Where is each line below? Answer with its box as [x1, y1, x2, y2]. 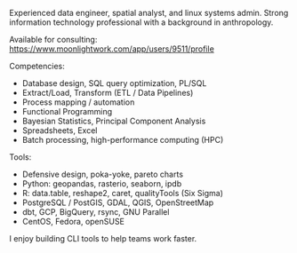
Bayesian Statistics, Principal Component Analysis [21, 115, 206, 126]
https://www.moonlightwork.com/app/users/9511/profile [9, 43, 215, 54]
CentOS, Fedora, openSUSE [21, 217, 124, 226]
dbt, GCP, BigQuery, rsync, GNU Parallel [21, 207, 170, 217]
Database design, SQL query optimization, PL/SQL [21, 78, 207, 88]
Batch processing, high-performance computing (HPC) [21, 135, 224, 145]
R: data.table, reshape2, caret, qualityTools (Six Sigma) [21, 188, 224, 198]
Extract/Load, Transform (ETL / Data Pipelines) [21, 88, 194, 98]
